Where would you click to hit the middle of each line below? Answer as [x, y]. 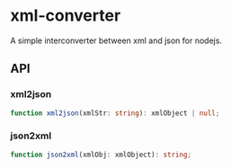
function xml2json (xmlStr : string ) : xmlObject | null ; [115, 113]
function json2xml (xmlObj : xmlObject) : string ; [101, 155]
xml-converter [66, 16]
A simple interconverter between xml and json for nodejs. [116, 40]
